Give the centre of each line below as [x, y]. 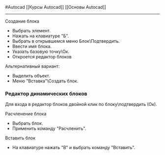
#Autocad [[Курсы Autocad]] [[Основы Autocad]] [56, 7]
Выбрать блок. [27, 123]
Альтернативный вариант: [32, 66]
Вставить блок [20, 138]
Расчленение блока [26, 114]
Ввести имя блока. [32, 46]
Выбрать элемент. [31, 31]
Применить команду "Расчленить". [49, 129]
